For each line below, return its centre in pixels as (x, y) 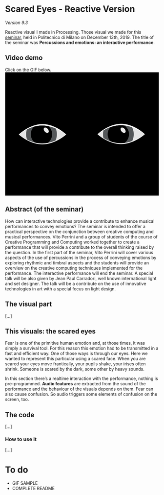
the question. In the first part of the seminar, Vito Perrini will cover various (79, 252)
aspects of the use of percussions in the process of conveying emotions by (81, 258)
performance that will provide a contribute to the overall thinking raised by (80, 247)
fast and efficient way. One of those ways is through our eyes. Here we (76, 354)
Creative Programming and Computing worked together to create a (72, 242)
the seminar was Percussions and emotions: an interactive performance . (80, 42)
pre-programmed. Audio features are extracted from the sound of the (75, 384)
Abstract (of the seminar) (44, 209)
